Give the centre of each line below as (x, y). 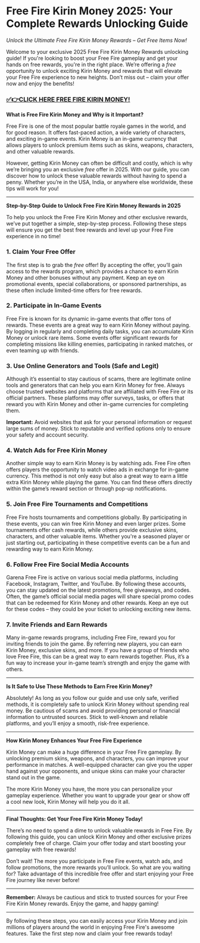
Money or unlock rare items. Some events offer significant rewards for (92, 337)
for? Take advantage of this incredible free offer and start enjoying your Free (100, 874)
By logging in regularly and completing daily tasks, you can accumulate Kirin (100, 331)
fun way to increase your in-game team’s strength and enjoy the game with (98, 663)
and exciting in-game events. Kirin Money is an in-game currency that (92, 139)
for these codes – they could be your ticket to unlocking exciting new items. (99, 609)
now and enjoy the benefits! (40, 83)
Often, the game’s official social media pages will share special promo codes (100, 597)
